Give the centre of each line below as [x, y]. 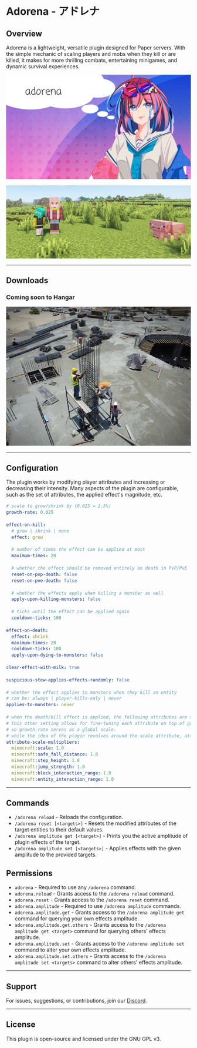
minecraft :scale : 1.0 [38, 748]
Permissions [29, 873]
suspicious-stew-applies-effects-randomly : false [68, 680]
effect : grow [27, 537]
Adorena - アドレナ [53, 11]
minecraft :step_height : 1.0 [46, 761]
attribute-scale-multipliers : [43, 742]
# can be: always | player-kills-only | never [64, 698]
